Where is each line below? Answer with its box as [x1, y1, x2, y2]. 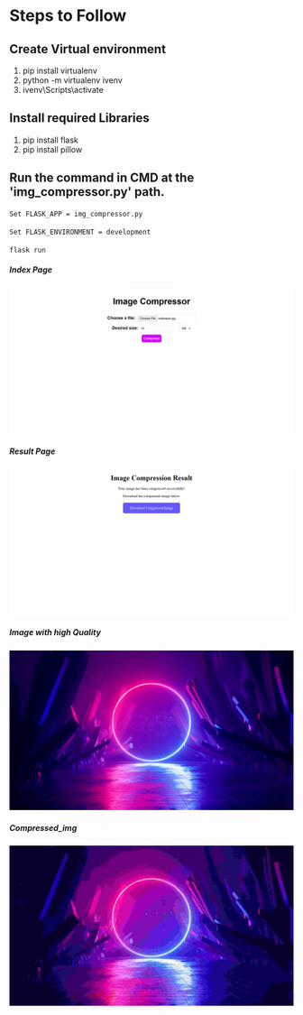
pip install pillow [22, 143, 83, 154]
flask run [9, 245, 47, 254]
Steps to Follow [9, 5, 127, 26]
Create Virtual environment [9, 42, 167, 57]
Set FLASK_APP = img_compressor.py [9, 209, 143, 218]
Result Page [9, 446, 56, 457]
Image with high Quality [9, 627, 102, 638]
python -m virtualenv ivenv [22, 75, 124, 86]
